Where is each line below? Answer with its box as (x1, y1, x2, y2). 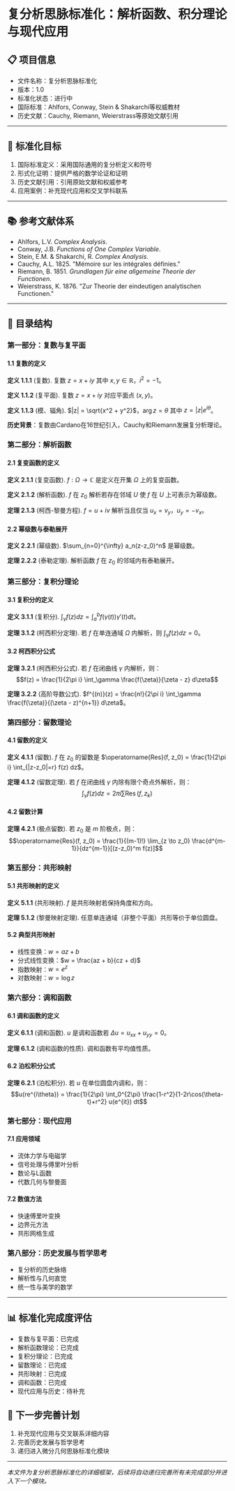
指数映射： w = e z (17, 964, 68, 973)
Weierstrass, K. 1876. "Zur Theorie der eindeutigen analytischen (17, 282, 202, 290)
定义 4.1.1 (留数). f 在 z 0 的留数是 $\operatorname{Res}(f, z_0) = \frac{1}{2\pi (7, 753, 227, 763)
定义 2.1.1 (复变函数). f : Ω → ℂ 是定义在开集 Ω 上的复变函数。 (7, 475, 183, 484)
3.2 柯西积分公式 (7, 647, 56, 656)
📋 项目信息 (7, 54, 56, 66)
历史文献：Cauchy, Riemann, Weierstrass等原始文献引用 (17, 112, 179, 119)
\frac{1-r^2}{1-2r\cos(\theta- (142, 1090, 224, 1098)
